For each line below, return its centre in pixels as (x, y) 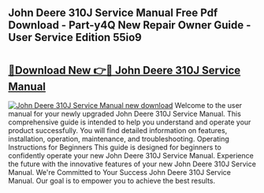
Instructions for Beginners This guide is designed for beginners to (115, 147)
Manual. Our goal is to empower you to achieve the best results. (112, 181)
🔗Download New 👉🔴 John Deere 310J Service (125, 70)
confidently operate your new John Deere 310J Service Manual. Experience (131, 156)
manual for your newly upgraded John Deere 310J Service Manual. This (125, 114)
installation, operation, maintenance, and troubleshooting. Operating (119, 139)
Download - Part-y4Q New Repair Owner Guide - (130, 26)
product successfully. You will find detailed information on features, (118, 130)
